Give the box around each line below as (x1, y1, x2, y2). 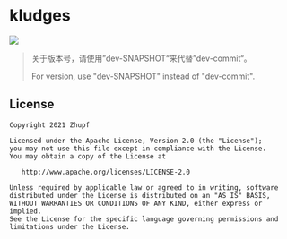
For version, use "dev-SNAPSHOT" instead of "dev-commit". (30, 71, 256, 81)
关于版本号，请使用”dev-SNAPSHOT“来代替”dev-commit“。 (30, 53, 253, 64)
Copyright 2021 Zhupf (9, 120, 91, 130)
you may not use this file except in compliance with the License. (9, 144, 267, 153)
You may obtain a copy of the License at (9, 151, 167, 161)
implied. (9, 207, 42, 216)
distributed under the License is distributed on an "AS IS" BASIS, (9, 191, 271, 200)
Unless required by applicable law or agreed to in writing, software (9, 183, 279, 192)
